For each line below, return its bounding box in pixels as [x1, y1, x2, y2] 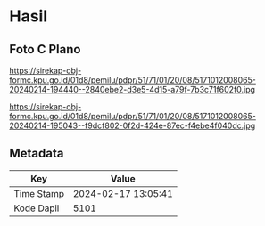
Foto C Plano [9, 42, 81, 57]
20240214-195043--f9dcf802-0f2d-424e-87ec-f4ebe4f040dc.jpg [9, 120, 256, 131]
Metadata [9, 146, 64, 161]
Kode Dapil [13, 202, 60, 214]
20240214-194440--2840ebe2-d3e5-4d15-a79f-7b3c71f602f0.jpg [9, 85, 256, 94]
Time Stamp [13, 187, 65, 199]
